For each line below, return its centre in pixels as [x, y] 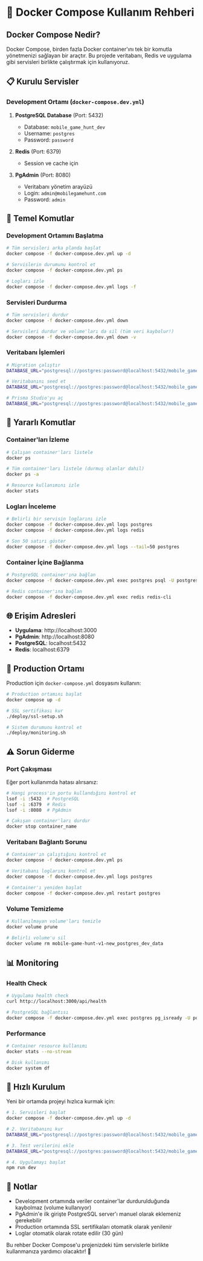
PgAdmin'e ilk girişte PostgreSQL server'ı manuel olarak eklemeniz [98, 1214]
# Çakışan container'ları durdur [48, 821]
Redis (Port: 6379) [38, 151]
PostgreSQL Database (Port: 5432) [59, 115]
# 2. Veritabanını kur [35, 1129]
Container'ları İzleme [38, 439]
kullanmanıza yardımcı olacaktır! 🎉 [49, 1251]
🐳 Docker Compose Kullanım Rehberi [100, 12]
